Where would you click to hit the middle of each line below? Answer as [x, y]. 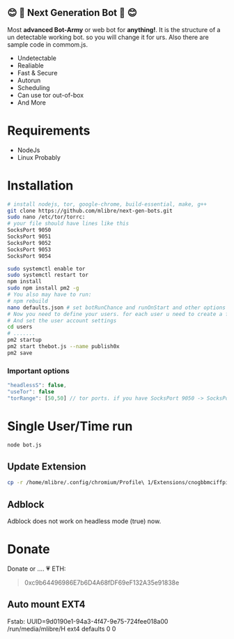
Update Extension [47, 466]
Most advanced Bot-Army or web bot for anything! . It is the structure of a [114, 29]
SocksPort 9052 [29, 243]
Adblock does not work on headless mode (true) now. [84, 521]
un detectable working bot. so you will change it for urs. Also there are [108, 37]
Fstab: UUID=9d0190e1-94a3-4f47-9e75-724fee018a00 [88, 621]
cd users [20, 327]
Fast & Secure [37, 73]
